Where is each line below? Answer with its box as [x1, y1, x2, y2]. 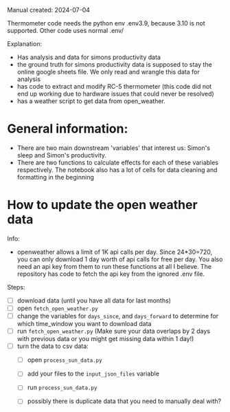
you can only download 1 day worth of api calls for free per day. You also [16, 254, 223, 263]
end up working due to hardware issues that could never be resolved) [16, 89, 214, 98]
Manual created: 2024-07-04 [7, 6, 91, 14]
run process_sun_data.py [27, 383, 97, 391]
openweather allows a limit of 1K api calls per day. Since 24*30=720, [16, 248, 213, 256]
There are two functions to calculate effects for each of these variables [16, 158, 218, 166]
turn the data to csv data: [16, 342, 89, 350]
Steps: [7, 283, 25, 291]
